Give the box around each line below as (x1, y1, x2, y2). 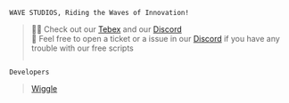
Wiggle (30, 83, 58, 93)
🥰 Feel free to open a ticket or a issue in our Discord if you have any (30, 34, 281, 44)
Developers (9, 67, 50, 76)
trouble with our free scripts (30, 43, 134, 53)
